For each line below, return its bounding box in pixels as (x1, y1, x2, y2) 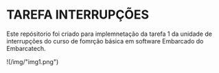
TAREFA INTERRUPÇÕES (6, 7, 149, 23)
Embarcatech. (6, 44, 46, 52)
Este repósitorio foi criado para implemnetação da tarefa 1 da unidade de (6, 30, 212, 38)
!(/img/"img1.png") (6, 57, 59, 65)
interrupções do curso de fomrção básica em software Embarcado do (6, 36, 204, 45)
